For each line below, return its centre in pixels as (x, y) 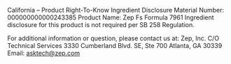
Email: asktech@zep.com (44, 53)
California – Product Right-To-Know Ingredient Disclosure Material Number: (116, 10)
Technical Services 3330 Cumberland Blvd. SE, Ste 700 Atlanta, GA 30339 (115, 46)
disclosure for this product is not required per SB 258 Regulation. (101, 25)
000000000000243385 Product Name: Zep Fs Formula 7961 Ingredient (111, 17)
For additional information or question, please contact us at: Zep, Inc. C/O (113, 38)
